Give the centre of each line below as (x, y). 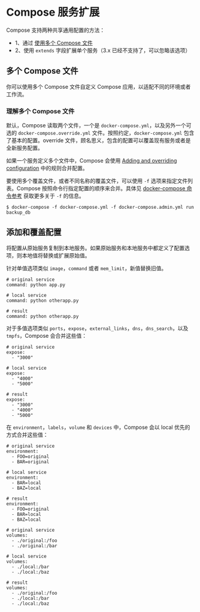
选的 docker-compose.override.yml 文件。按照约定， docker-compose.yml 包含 (100, 133)
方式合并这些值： (27, 434)
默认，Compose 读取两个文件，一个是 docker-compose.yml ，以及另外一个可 (99, 125)
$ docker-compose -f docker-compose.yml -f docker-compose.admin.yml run (100, 208)
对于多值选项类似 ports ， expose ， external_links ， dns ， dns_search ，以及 (97, 328)
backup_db (19, 213)
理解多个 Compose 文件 (40, 111)
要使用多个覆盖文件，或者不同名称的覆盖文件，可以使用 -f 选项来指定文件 (97, 181)
